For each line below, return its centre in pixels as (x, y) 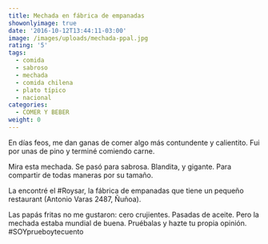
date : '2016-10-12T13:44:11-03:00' (68, 30)
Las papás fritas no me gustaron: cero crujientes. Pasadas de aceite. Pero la (134, 214)
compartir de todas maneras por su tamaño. (81, 175)
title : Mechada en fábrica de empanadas (77, 16)
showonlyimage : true (43, 23)
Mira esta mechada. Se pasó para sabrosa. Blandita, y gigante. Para (120, 166)
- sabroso (32, 68)
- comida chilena (44, 82)
